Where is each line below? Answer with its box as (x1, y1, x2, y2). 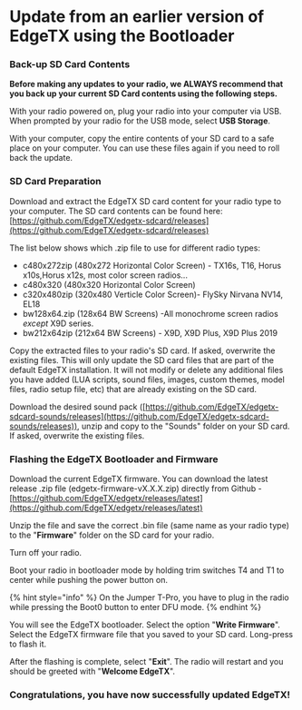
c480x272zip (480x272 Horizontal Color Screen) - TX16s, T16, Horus (22, 260, 282, 271)
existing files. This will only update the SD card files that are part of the (9, 354, 275, 365)
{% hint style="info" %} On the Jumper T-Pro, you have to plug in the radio (9, 592, 289, 603)
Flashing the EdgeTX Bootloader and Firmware (9, 452, 219, 465)
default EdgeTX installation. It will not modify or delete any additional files (9, 364, 284, 375)
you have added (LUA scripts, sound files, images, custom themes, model (9, 374, 286, 385)
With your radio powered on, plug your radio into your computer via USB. (9, 106, 282, 117)
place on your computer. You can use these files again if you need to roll (9, 143, 280, 153)
